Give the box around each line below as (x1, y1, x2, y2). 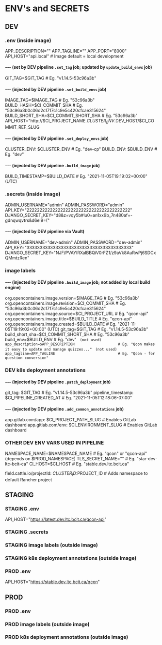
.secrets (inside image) (5, 191, 61, 197)
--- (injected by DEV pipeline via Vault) (5, 229, 85, 235)
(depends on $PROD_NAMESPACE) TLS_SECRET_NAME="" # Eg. (5, 455, 136, 461)
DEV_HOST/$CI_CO (115, 118, 154, 124)
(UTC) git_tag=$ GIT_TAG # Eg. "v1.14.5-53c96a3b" (47, 326, 148, 332)
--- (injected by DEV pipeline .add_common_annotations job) (5, 406, 124, 412)
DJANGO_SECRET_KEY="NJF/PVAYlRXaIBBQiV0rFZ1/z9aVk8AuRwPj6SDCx (5, 250, 156, 255)
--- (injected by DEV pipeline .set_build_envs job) (5, 86, 107, 92)
